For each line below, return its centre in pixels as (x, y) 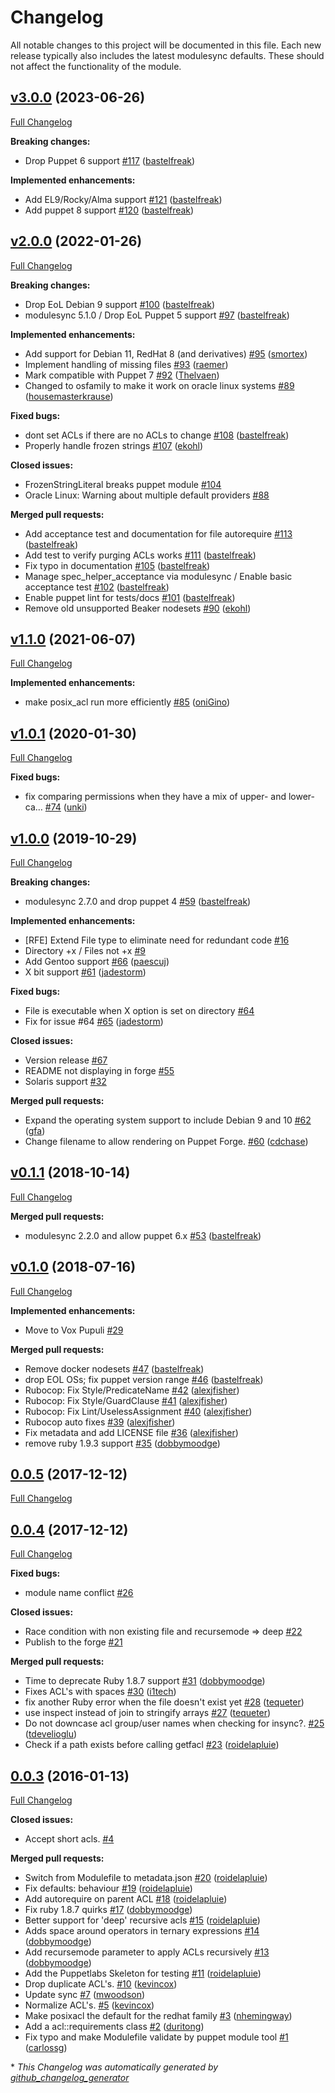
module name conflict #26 (79, 1593)
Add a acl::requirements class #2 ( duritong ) (114, 2027)
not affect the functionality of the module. (96, 66)
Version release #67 (66, 1060)
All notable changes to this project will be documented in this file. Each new (166, 45)
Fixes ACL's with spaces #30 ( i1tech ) (100, 1692)
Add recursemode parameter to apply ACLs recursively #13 (147, 1952)
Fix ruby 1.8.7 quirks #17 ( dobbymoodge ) (108, 1910)
